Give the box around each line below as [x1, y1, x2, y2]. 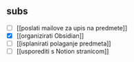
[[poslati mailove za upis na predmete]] [16, 23, 128, 32]
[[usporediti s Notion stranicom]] [16, 48, 109, 55]
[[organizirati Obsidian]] [16, 31, 84, 40]
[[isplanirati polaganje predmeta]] [16, 39, 111, 48]
